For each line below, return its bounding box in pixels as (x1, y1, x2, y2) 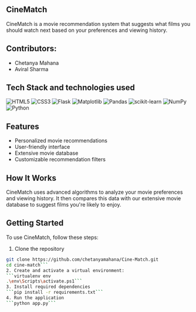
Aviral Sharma (14, 65, 49, 72)
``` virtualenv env (6, 273, 51, 279)
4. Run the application (6, 295, 65, 301)
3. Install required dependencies (6, 284, 91, 290)
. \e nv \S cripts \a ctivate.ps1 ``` (6, 278, 83, 284)
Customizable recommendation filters (14, 156, 106, 163)
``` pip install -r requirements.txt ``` (6, 290, 104, 296)
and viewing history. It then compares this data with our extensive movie (6, 195, 181, 202)
